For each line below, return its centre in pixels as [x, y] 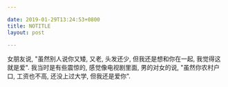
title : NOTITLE [29, 26]
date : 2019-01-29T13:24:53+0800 [54, 19]
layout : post [26, 32]
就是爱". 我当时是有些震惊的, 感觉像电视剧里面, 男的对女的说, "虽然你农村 [111, 68]
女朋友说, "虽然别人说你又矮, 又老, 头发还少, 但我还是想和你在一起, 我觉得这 [114, 59]
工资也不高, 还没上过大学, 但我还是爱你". [74, 76]
